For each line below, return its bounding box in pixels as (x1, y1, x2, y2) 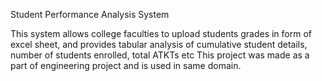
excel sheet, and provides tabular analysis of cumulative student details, (10, 39, 308, 50)
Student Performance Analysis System (10, 9, 170, 20)
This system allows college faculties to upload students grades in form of (10, 28, 312, 39)
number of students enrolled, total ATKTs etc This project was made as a (10, 49, 310, 61)
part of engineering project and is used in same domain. (10, 60, 242, 71)
